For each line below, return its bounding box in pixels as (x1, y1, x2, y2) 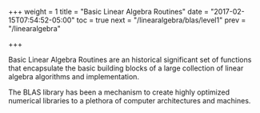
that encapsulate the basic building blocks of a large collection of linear (8, 63, 244, 73)
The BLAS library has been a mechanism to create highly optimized (8, 87, 230, 97)
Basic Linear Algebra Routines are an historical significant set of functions (8, 55, 252, 64)
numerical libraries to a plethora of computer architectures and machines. (8, 96, 251, 105)
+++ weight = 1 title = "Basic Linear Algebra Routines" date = (8, 7, 210, 16)
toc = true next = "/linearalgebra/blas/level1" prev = (76, 15, 246, 25)
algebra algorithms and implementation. (8, 72, 140, 81)
